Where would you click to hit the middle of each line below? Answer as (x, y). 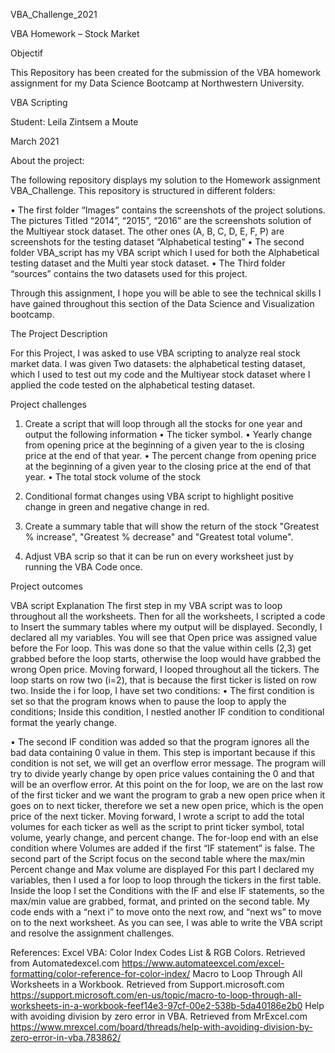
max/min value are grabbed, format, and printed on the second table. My (160, 901)
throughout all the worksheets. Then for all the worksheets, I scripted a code (168, 616)
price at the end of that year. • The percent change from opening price (170, 455)
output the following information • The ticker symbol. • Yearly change (168, 434)
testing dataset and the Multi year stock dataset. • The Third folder (148, 263)
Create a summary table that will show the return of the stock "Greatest (172, 526)
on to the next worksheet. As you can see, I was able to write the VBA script (166, 922)
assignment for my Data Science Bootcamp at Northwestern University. (157, 83)
